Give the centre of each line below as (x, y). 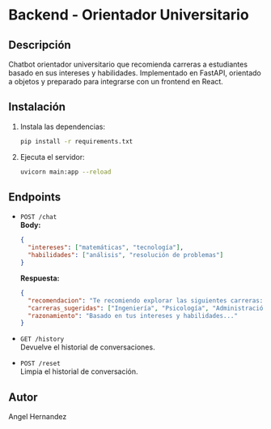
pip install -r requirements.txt (76, 141)
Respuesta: (40, 278)
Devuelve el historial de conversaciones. (87, 347)
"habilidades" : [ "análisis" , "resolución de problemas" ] (126, 255)
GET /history (42, 339)
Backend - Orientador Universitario (129, 15)
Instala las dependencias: (62, 127)
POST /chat (38, 217)
